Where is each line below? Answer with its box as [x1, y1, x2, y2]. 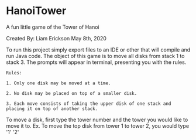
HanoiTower [6, 4, 67, 18]
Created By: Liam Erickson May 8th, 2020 [6, 35, 107, 42]
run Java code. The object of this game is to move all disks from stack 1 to [6, 52, 185, 59]
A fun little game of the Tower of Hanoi [6, 23, 99, 30]
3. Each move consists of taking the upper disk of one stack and [6, 101, 171, 107]
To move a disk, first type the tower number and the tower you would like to [6, 116, 188, 123]
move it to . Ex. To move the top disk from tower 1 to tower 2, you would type [6, 122, 189, 129]
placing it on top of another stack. [6, 105, 98, 112]
